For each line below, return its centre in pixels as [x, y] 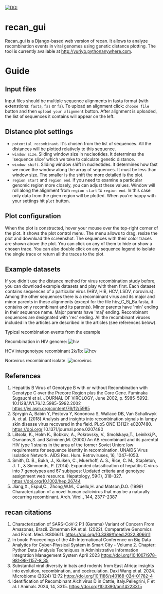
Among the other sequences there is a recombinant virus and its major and [80, 297]
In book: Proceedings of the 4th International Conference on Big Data [81, 540]
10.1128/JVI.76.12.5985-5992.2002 [46, 403]
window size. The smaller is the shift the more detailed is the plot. [78, 175]
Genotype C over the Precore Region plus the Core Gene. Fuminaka [80, 393]
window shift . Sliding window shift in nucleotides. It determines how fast [85, 164]
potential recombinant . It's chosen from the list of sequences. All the [82, 143]
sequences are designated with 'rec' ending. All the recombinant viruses [78, 318]
